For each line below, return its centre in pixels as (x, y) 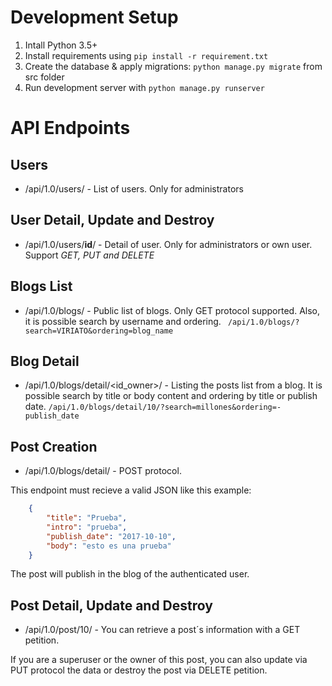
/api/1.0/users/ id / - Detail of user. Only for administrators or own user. (168, 244)
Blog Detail (45, 361)
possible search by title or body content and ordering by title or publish (171, 396)
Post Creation (54, 446)
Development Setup (94, 17)
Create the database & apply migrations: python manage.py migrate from (173, 66)
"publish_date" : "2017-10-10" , (111, 536)
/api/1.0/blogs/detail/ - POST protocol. (103, 471)
